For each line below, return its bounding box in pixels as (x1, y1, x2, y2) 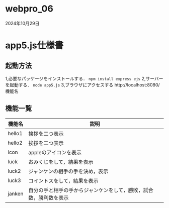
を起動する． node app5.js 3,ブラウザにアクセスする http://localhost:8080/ (5, 81, 160, 88)
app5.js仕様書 (5, 40, 64, 51)
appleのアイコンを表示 (28, 149, 82, 156)
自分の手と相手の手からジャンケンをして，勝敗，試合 (28, 186, 153, 193)
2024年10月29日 (5, 20, 40, 26)
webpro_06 (5, 3, 54, 15)
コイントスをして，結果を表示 (28, 177, 99, 184)
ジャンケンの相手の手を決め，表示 (28, 168, 109, 175)
